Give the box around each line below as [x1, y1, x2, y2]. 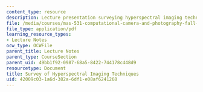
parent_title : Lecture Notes [6, 48, 80, 54]
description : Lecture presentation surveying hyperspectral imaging [6, 15, 182, 21]
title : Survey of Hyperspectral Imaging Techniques [6, 71, 139, 77]
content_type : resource [6, 8, 66, 15]
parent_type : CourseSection [6, 54, 77, 60]
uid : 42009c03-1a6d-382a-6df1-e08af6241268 [6, 76, 118, 82]
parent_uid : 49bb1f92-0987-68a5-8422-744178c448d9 [6, 59, 137, 65]
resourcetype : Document [6, 65, 66, 71]
